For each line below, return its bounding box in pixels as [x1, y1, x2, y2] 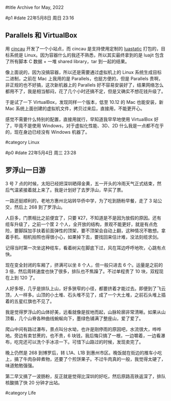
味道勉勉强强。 [5, 362, 37, 368]
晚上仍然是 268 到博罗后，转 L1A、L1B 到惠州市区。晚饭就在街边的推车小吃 [5, 350, 162, 356]
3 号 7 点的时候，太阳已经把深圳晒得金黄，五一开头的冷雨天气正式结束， [5, 180, 157, 186]
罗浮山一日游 [5, 166, 46, 175]
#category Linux [5, 139, 40, 145]
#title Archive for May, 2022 [5, 5, 64, 10]
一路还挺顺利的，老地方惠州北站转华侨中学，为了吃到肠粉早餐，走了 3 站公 [5, 197, 162, 204]
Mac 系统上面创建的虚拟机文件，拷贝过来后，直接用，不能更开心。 [5, 105, 145, 111]
